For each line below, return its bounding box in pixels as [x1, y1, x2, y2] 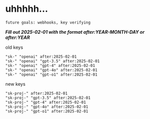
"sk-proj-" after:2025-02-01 [5, 90, 68, 96]
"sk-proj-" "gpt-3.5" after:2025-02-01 [5, 95, 91, 100]
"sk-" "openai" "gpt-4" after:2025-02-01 [5, 63, 96, 68]
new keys [5, 81, 26, 87]
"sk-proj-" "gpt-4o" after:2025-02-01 [5, 104, 88, 109]
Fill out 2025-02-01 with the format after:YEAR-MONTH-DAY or [5, 29, 145, 35]
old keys [5, 44, 23, 50]
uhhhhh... [5, 3, 48, 15]
